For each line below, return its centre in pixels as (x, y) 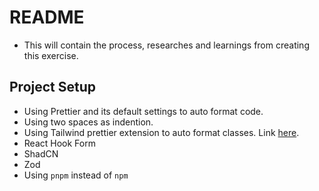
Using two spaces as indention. (88, 122)
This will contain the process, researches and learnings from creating (166, 45)
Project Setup (53, 87)
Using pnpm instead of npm (76, 175)
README (47, 17)
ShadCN (41, 153)
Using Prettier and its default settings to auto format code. (143, 111)
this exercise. (51, 55)
